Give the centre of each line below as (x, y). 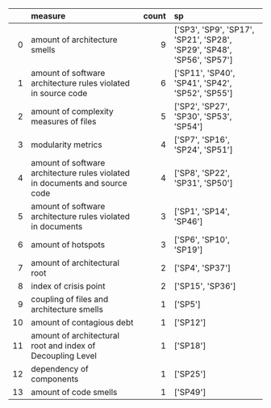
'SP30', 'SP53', (203, 116)
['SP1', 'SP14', (202, 211)
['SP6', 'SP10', (202, 240)
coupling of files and (70, 299)
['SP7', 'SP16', (202, 139)
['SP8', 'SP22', (202, 173)
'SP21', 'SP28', (203, 40)
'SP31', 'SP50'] (203, 183)
